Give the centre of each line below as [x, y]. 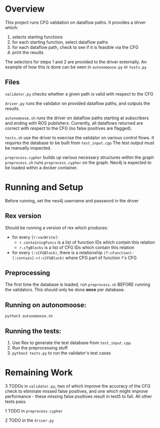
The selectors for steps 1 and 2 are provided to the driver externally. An [76, 62]
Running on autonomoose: [46, 305]
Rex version [23, 216]
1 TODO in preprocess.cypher [34, 411]
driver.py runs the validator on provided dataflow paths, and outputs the [78, 103]
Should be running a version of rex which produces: [57, 228]
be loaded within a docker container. [41, 167]
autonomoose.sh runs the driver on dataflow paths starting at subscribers [77, 118]
